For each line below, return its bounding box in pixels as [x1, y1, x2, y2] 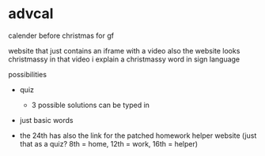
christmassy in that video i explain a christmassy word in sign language [8, 54, 240, 64]
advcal [8, 5, 54, 23]
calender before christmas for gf [8, 31, 115, 40]
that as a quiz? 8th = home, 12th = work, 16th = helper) [19, 139, 199, 148]
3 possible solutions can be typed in [31, 100, 150, 110]
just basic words [19, 115, 74, 124]
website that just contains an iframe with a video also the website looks [8, 46, 240, 55]
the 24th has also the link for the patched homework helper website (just [19, 131, 257, 140]
